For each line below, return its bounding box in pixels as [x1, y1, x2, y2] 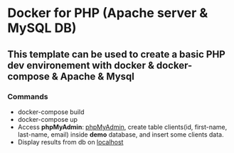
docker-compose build [17, 108, 85, 116]
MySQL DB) [7, 20, 77, 36]
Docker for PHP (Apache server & [7, 5, 208, 21]
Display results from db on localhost [17, 137, 124, 146]
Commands [7, 91, 48, 101]
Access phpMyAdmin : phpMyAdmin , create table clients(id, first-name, [17, 123, 228, 131]
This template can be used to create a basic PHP [7, 48, 225, 60]
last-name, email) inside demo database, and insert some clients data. [17, 130, 224, 139]
